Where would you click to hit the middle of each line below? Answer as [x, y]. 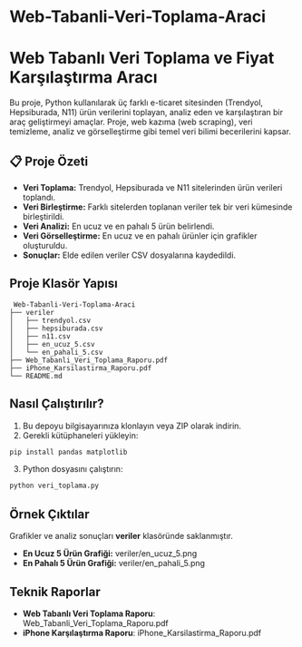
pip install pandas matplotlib [68, 452]
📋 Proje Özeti [49, 161]
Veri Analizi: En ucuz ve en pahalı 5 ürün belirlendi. [118, 226]
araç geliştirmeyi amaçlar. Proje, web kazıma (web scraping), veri [131, 122]
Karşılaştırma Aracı [83, 78]
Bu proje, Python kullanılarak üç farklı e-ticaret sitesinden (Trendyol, [136, 103]
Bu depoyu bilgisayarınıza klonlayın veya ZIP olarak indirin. [132, 426]
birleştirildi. [44, 216]
